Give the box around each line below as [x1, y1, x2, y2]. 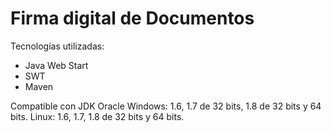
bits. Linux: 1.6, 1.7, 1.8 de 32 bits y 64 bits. [10, 110, 185, 122]
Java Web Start [24, 59, 89, 71]
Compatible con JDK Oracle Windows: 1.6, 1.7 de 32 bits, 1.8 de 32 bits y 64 [10, 100, 322, 112]
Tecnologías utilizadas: [10, 40, 105, 52]
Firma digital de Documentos [10, 7, 255, 30]
